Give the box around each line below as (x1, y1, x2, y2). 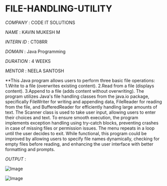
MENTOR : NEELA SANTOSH (5, 68, 64, 74)
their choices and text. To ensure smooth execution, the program (5, 114, 139, 120)
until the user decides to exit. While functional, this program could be (5, 130, 147, 136)
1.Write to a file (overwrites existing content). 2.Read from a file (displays (5, 83, 155, 89)
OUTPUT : (5, 156, 26, 162)
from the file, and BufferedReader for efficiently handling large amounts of (5, 104, 158, 110)
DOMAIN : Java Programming (5, 48, 66, 54)
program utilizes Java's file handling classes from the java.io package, (5, 93, 150, 99)
